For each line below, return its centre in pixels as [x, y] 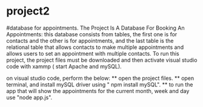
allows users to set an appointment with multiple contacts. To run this [93, 53]
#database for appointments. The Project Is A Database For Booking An [95, 28]
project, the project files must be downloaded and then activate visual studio [102, 60]
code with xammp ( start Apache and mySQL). [64, 66]
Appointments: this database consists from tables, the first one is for [92, 34]
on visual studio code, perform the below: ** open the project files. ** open [100, 78]
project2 [28, 11]
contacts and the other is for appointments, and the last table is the [90, 41]
